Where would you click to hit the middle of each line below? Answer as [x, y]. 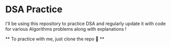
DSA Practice [34, 9]
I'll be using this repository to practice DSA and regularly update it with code [86, 24]
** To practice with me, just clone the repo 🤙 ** [55, 39]
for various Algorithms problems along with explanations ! [66, 29]
